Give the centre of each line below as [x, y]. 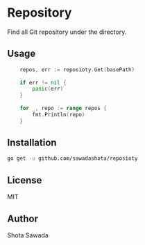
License [25, 180]
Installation [32, 143]
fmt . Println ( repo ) [59, 115]
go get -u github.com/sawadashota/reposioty [72, 158]
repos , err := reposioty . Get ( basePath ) [77, 70]
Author [23, 218]
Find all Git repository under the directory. [67, 32]
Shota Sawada [28, 235]
